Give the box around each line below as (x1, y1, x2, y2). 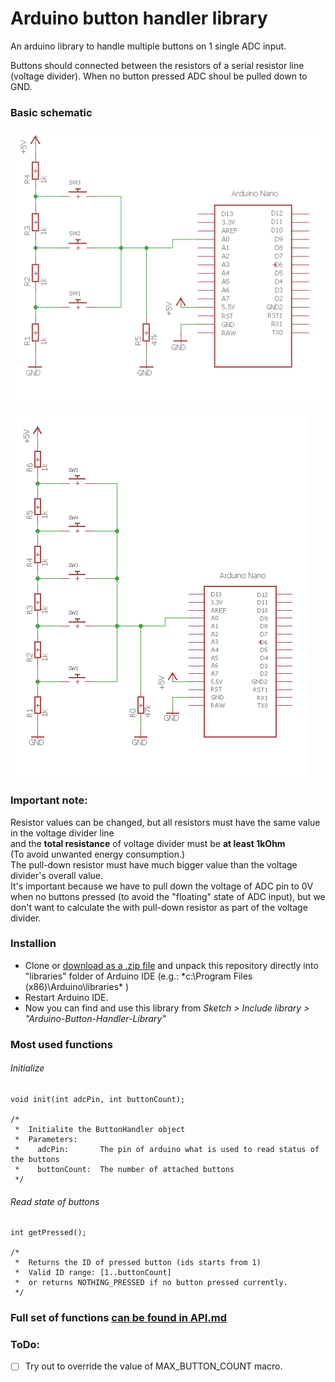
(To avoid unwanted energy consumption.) (10, 848, 186, 860)
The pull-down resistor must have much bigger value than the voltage (10, 858, 298, 871)
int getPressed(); (10, 1228, 87, 1238)
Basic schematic (10, 105, 93, 119)
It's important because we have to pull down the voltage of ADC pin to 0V (10, 880, 314, 892)
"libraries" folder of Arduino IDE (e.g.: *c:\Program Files (24, 970, 253, 982)
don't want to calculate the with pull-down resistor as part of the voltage (10, 901, 308, 913)
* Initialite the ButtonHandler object (14, 1124, 186, 1134)
